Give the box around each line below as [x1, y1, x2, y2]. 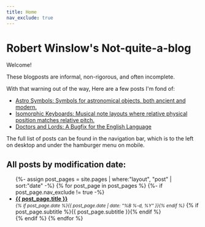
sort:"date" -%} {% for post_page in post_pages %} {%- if [15, 182, 163, 190]
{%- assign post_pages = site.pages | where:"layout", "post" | [15, 175, 172, 183]
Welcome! [6, 61, 32, 69]
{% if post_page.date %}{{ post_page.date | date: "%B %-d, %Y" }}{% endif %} [15, 203, 185, 209]
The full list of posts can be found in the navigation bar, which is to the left [6, 135, 194, 142]
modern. [15, 104, 37, 111]
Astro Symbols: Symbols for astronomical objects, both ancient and [15, 97, 186, 104]
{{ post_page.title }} [15, 195, 68, 202]
